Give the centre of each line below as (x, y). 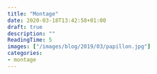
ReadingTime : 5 (30, 40)
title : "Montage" (33, 14)
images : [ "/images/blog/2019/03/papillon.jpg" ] (79, 47)
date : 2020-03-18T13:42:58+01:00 (57, 20)
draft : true (25, 27)
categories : (25, 54)
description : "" (31, 33)
